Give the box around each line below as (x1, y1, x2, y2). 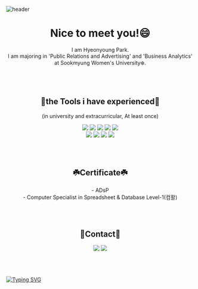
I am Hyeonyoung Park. (71, 46, 129, 53)
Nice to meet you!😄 (50, 27, 150, 40)
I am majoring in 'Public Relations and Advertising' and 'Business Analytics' (8, 52, 193, 60)
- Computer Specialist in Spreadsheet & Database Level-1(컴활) (23, 194, 178, 201)
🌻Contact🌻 (79, 229, 121, 239)
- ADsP (91, 187, 109, 194)
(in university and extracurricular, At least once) (41, 112, 159, 119)
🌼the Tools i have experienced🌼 (41, 97, 160, 107)
